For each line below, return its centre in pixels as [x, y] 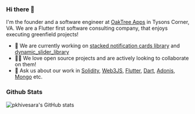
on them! [25, 64]
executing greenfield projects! [42, 34]
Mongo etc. [28, 77]
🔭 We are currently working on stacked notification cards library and [97, 46]
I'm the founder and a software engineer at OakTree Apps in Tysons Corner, [98, 22]
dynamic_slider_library [42, 52]
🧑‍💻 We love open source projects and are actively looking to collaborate [102, 58]
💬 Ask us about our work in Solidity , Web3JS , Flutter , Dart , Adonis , [95, 71]
